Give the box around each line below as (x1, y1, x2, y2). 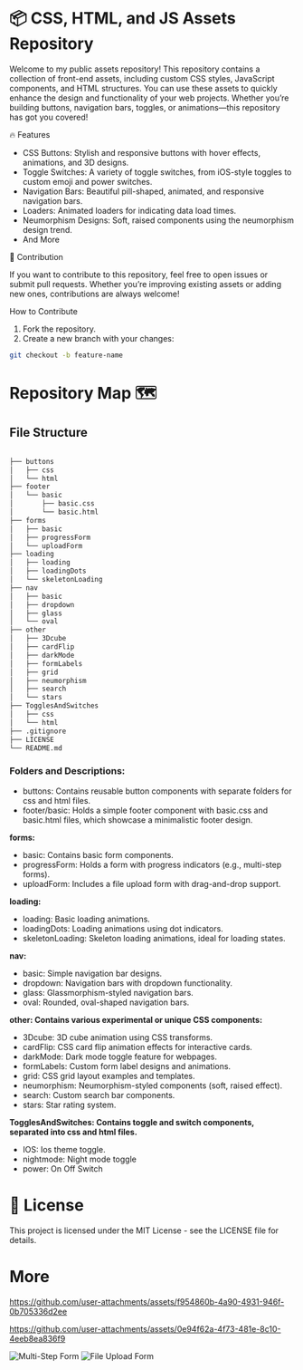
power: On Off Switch (22, 1163, 104, 1174)
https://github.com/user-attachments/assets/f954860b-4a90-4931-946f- (9, 1296, 285, 1307)
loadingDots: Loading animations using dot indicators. (22, 922, 223, 934)
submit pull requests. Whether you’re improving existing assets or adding (9, 278, 282, 289)
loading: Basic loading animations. (22, 913, 151, 924)
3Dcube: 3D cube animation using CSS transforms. (22, 1031, 213, 1043)
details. (9, 1234, 37, 1245)
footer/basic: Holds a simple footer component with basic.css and (22, 805, 269, 815)
